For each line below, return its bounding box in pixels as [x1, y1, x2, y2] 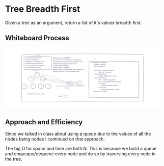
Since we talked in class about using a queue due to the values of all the [5, 131, 151, 137]
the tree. [5, 156, 22, 162]
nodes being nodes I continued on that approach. [5, 136, 105, 142]
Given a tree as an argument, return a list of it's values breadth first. [5, 20, 142, 26]
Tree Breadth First [5, 3, 81, 15]
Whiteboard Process [5, 34, 70, 42]
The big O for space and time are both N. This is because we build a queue [5, 146, 157, 152]
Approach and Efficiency [5, 118, 83, 126]
